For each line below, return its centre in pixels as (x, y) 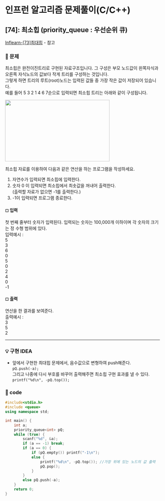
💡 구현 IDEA (19, 351)
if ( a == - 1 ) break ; (44, 443)
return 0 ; (24, 489)
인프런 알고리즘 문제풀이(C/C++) (68, 10)
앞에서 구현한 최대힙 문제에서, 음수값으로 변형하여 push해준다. (72, 363)
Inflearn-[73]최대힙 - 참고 (30, 43)
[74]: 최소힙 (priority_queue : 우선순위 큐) (66, 30)
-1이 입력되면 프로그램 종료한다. (42, 198)
